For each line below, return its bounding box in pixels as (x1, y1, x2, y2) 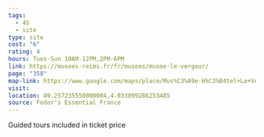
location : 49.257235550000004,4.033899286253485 (8, 92, 170, 99)
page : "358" (8, 70, 47, 78)
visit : (8, 84, 30, 92)
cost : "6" (8, 41, 41, 49)
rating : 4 (8, 48, 41, 56)
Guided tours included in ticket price (8, 121, 126, 130)
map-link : (8, 77, 41, 85)
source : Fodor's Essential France (8, 99, 122, 106)
